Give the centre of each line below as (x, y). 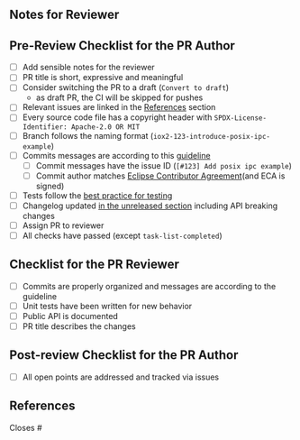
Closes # (26, 427)
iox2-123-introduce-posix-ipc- (211, 136)
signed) (50, 186)
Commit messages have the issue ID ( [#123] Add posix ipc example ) (164, 165)
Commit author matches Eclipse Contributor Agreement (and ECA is (160, 176)
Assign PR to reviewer (63, 225)
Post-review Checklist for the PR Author (124, 355)
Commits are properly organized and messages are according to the (149, 286)
